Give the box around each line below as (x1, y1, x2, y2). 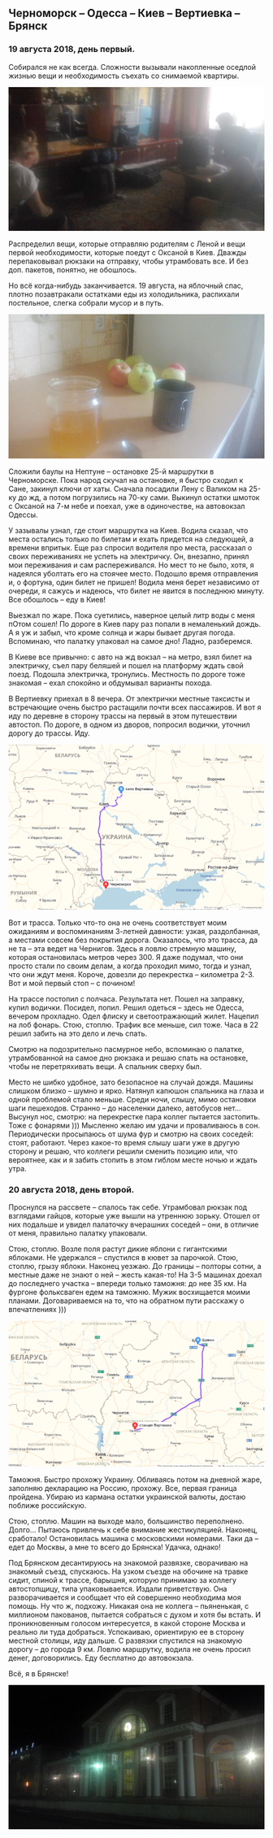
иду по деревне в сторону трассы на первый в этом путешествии (8, 710, 237, 720)
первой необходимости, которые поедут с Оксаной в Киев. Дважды (8, 248, 247, 258)
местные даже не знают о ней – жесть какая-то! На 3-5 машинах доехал (8, 1270, 262, 1280)
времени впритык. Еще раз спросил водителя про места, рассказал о (8, 542, 253, 552)
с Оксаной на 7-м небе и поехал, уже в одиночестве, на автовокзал (8, 501, 245, 511)
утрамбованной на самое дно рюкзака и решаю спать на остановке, (8, 1053, 249, 1062)
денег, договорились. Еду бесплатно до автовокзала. (8, 1653, 194, 1663)
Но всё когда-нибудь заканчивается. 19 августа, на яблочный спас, (8, 280, 244, 291)
